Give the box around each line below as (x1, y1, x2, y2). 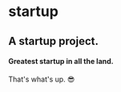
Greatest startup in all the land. (8, 57, 114, 66)
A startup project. (8, 34, 99, 48)
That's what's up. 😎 (8, 74, 75, 84)
